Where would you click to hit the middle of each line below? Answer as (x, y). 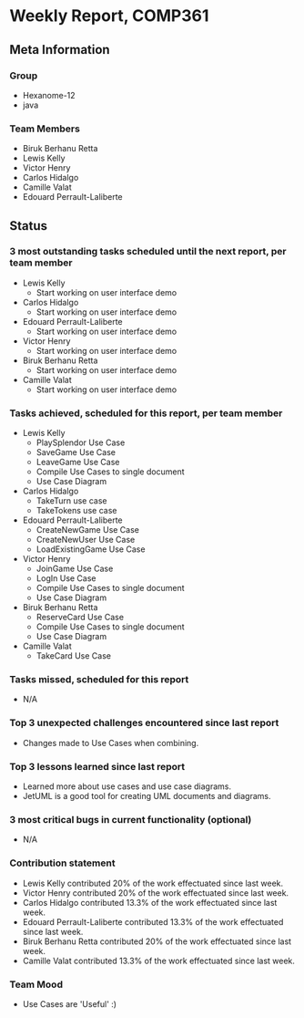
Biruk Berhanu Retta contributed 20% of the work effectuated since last (157, 941)
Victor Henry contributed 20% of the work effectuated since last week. (156, 893)
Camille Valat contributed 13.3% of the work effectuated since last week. (159, 961)
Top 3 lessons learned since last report (97, 766)
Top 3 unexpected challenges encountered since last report (144, 723)
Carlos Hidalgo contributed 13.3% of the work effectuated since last (150, 902)
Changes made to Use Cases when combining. (111, 743)
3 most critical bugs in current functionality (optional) (131, 819)
